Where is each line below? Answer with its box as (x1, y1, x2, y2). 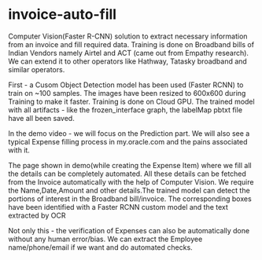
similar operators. (8, 64, 65, 74)
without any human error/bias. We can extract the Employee (8, 234, 203, 244)
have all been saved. (8, 113, 75, 123)
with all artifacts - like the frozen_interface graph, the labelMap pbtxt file (8, 104, 242, 115)
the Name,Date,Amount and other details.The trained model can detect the (8, 185, 250, 195)
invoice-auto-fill (8, 5, 116, 24)
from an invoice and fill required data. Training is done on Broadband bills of (8, 39, 254, 49)
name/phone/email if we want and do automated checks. (8, 242, 193, 252)
